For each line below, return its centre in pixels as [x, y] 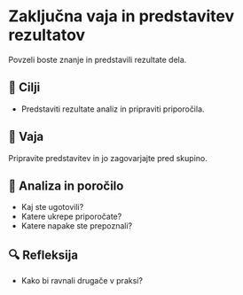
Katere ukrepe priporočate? [71, 217]
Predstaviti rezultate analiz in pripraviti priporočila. [113, 109]
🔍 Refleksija [43, 255]
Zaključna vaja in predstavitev [121, 16]
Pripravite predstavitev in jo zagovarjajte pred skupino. [108, 158]
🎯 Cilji [24, 87]
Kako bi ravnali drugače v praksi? [82, 281]
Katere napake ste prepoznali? [77, 226]
